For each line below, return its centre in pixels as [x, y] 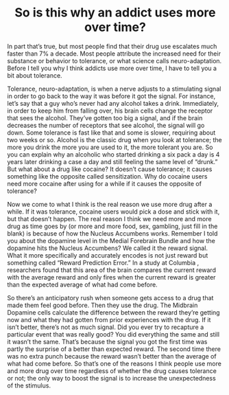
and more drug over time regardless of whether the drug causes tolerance [112, 371]
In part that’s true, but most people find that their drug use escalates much [112, 46]
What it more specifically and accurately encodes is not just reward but [108, 255]
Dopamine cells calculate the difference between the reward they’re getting [114, 312]
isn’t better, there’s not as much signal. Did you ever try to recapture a [106, 327]
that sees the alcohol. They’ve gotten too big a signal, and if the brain [105, 117]
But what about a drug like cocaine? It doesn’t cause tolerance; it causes [110, 169]
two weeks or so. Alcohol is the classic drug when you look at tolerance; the [114, 139]
